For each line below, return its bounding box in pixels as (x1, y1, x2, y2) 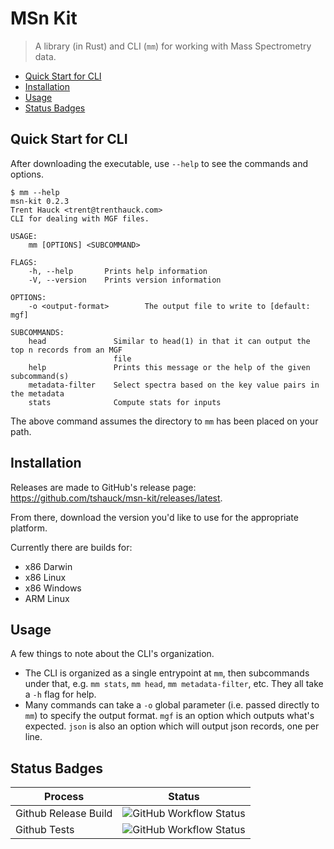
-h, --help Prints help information (28, 266, 208, 276)
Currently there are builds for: (10, 541, 133, 553)
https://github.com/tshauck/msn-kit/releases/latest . (10, 492, 223, 504)
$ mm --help (10, 187, 60, 197)
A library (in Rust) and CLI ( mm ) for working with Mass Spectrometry (34, 40, 312, 52)
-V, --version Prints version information (28, 275, 222, 285)
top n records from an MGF (10, 345, 123, 355)
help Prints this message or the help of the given (28, 362, 311, 372)
